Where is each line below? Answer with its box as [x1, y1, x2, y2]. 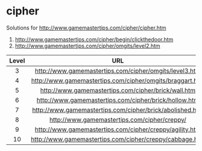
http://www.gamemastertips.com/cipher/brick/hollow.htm [36, 96, 200, 104]
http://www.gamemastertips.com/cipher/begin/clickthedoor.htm [14, 35, 174, 43]
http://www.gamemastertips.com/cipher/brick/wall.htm [40, 86, 196, 94]
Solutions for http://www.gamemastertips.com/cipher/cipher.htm [6, 24, 167, 31]
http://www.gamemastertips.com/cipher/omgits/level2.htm [14, 42, 161, 49]
